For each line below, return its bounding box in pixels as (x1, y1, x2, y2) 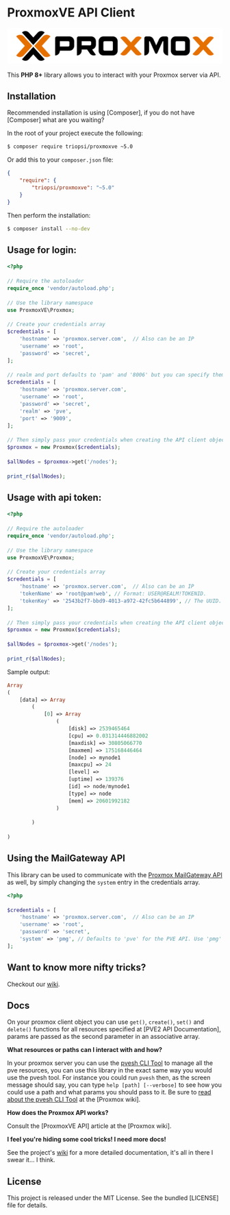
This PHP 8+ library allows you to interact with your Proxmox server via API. (7, 71, 221, 79)
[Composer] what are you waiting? (7, 116, 105, 124)
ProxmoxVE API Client (7, 5, 136, 21)
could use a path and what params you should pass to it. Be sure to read (7, 1088, 212, 1096)
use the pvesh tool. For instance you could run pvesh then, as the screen (7, 1074, 211, 1082)
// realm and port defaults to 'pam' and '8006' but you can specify (7, 371, 210, 378)
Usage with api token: (7, 492, 102, 503)
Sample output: (7, 667, 50, 676)
